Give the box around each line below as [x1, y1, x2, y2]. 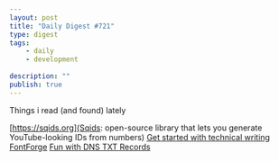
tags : [9, 38, 30, 48]
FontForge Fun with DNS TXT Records [9, 141, 151, 152]
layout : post [9, 13, 59, 22]
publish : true [9, 80, 63, 89]
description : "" [9, 72, 70, 81]
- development [25, 55, 79, 64]
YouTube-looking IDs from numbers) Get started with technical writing [9, 131, 271, 142]
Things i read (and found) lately [9, 104, 126, 115]
